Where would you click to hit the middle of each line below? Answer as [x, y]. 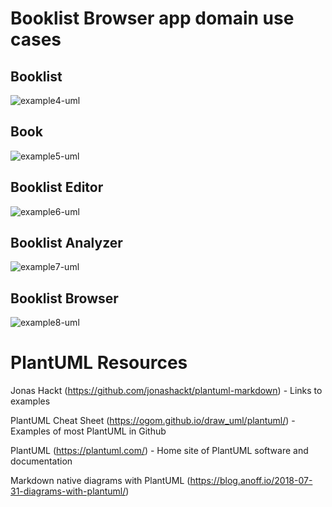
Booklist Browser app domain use [152, 18]
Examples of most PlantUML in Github [88, 431]
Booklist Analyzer [66, 243]
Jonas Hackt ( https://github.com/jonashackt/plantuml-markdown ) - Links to [166, 391]
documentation [41, 461]
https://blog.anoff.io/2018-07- [251, 481]
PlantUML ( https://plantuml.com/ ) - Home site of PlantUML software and [159, 451]
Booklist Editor [57, 187]
